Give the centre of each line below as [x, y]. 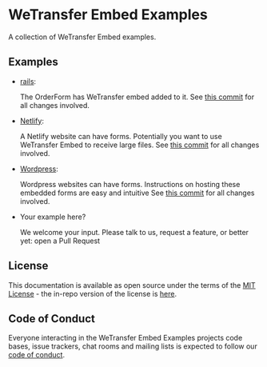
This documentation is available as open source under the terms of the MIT [132, 285]
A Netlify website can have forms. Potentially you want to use [121, 136]
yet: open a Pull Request [60, 241]
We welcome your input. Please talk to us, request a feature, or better [134, 232]
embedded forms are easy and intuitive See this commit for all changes [137, 193]
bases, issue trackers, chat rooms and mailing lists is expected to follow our [133, 346]
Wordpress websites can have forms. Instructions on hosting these [130, 184]
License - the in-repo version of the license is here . [93, 293]
